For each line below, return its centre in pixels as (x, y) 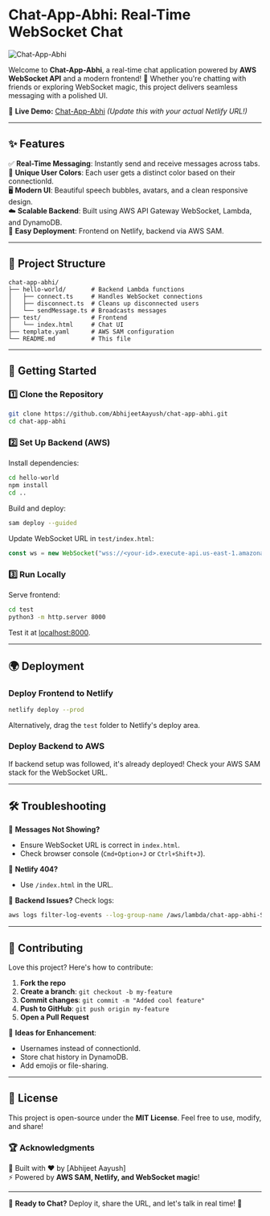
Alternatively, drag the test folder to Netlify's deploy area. (104, 726)
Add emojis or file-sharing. (64, 1065)
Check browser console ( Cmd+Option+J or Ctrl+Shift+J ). (112, 854)
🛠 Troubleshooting (57, 806)
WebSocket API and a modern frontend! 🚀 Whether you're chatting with (127, 78)
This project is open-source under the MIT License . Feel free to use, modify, (135, 1118)
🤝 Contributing (46, 948)
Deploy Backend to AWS (57, 747)
